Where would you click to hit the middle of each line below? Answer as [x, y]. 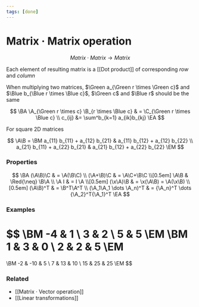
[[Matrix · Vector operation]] [49, 292]
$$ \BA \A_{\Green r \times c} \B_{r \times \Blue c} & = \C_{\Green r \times [100, 111]
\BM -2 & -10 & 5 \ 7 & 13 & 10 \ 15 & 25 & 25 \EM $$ [69, 263]
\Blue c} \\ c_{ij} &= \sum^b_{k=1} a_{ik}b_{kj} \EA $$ [100, 117]
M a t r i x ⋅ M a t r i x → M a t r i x [100, 58]
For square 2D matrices [35, 129]
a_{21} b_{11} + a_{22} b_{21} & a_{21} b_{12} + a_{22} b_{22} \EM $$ [100, 147]
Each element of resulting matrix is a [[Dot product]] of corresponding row [97, 69]
